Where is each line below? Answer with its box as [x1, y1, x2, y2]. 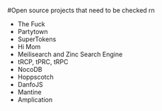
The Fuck [17, 20, 45, 28]
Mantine [17, 88, 42, 96]
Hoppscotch [17, 73, 54, 81]
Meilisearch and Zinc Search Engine [17, 50, 123, 58]
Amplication [17, 95, 53, 104]
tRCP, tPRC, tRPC [17, 58, 69, 66]
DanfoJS [17, 80, 44, 88]
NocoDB [17, 65, 42, 73]
